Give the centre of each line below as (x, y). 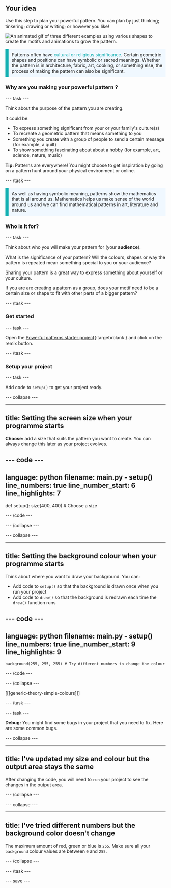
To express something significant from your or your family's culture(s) (86, 128)
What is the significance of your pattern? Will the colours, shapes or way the (85, 257)
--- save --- (18, 881)
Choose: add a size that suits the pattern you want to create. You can (78, 438)
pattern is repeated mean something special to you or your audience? (78, 263)
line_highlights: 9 (33, 652)
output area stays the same (50, 767)
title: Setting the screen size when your (69, 418)
